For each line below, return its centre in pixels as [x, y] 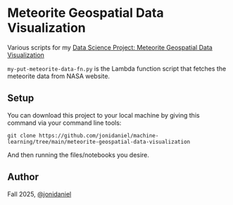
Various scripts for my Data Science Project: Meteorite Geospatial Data [110, 47]
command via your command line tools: [64, 123]
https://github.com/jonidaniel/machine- [99, 135]
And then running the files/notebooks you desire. [78, 155]
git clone [22, 135]
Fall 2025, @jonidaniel [39, 194]
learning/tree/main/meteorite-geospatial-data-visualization [99, 142]
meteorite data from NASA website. [59, 76]
